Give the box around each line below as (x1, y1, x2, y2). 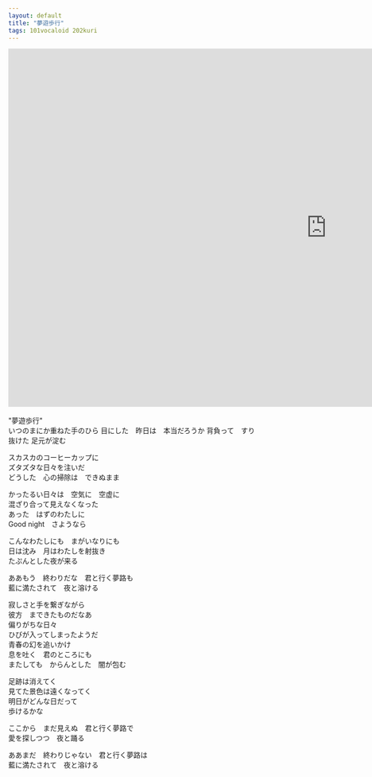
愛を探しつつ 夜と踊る (8, 733, 85, 743)
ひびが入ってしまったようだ (8, 630, 99, 639)
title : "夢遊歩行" (8, 19, 65, 27)
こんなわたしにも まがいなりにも (8, 537, 120, 546)
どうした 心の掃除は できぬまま (8, 473, 120, 482)
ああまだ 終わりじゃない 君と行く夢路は (8, 750, 148, 760)
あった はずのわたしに (8, 510, 85, 519)
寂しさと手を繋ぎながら (8, 600, 85, 610)
